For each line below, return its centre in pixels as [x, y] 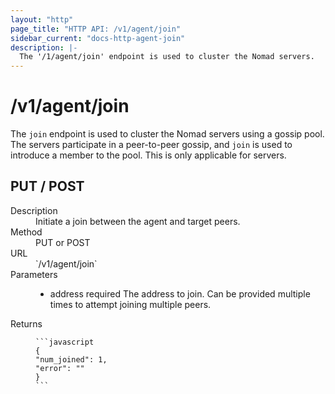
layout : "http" [42, 19]
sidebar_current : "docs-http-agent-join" [98, 38]
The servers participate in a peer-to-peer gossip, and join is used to [151, 145]
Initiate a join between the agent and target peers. [138, 221]
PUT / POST [47, 186]
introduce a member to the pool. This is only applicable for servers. [148, 155]
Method [26, 232]
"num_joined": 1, [71, 359]
